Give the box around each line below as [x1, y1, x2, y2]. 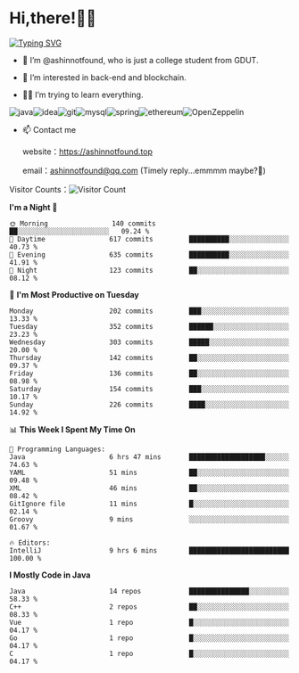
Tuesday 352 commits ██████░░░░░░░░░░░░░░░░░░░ [9, 322, 290, 331]
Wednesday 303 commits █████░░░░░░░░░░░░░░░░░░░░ [9, 338, 290, 347]
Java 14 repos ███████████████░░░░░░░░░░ [9, 587, 290, 595]
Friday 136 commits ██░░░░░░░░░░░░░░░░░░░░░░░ [9, 369, 290, 378]
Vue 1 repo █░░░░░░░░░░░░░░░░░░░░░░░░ [9, 618, 290, 627]
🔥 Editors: [9, 538, 51, 547]
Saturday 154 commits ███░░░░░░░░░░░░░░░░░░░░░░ [9, 384, 290, 393]
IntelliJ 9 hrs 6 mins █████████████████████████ [9, 546, 290, 555]
